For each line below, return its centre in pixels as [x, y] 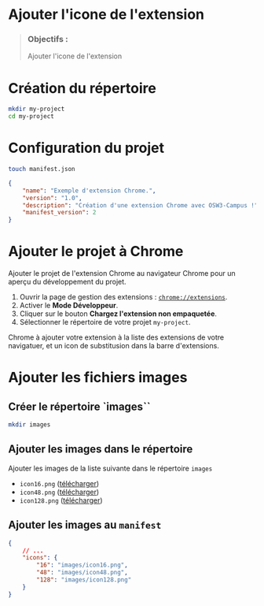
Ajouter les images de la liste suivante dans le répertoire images [110, 468]
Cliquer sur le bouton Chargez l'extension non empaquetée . [118, 314]
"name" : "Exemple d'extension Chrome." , [89, 191]
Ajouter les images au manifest [85, 525]
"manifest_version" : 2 [59, 213]
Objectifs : [48, 39]
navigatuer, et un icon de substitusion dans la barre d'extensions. [114, 346]
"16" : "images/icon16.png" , [82, 565]
